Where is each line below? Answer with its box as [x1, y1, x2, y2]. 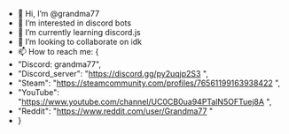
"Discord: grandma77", [17, 59, 102, 70]
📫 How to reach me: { [17, 47, 99, 56]
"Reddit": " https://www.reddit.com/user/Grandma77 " [17, 106, 214, 116]
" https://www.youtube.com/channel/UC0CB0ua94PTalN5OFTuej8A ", [17, 97, 272, 107]
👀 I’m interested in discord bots [17, 18, 131, 28]
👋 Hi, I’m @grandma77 [17, 9, 100, 19]
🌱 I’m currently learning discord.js [17, 27, 141, 37]
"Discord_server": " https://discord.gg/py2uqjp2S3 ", [17, 69, 208, 78]
